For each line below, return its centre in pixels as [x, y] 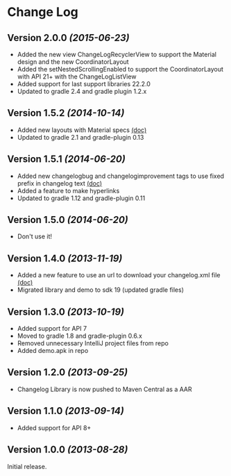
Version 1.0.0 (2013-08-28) [68, 450]
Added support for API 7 [52, 329]
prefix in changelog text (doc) [60, 183]
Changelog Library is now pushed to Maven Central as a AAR [104, 389]
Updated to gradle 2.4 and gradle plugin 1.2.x [82, 91]
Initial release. [27, 466]
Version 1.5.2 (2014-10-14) [66, 113]
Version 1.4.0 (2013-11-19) [65, 258]
